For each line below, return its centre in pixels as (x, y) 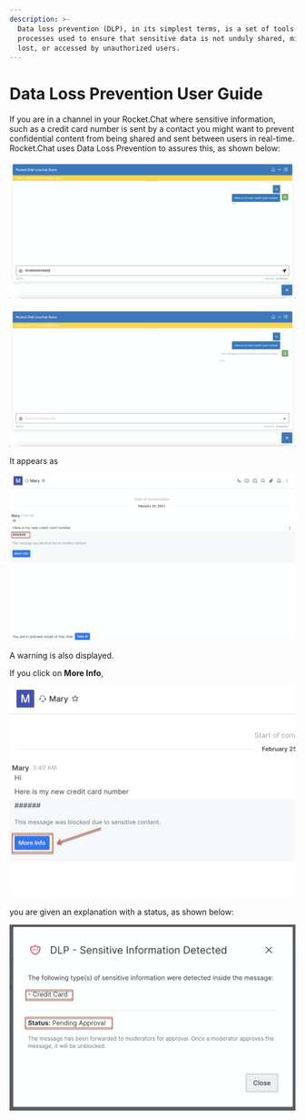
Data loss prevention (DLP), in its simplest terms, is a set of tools (156, 29)
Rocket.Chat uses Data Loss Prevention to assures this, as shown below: (145, 148)
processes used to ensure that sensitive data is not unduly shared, (152, 38)
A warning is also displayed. (62, 656)
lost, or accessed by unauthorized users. (99, 48)
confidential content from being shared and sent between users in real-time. (152, 139)
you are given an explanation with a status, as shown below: (122, 912)
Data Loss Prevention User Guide (136, 94)
